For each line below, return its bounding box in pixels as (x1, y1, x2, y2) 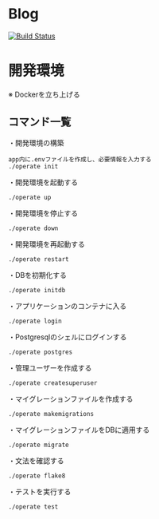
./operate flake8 (8, 472, 66, 480)
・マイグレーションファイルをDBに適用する (8, 425, 150, 434)
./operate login (8, 317, 62, 325)
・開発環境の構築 (8, 137, 64, 148)
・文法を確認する (8, 456, 64, 466)
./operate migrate (8, 441, 69, 449)
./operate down (8, 224, 59, 232)
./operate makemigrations (8, 410, 94, 418)
